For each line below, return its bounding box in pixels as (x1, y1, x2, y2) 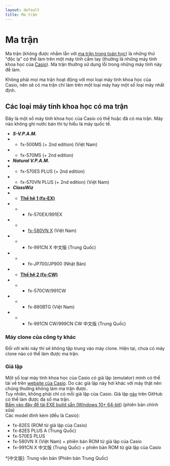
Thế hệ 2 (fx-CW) (20, 271, 58, 278)
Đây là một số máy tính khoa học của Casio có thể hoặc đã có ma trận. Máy (5, 115, 163, 122)
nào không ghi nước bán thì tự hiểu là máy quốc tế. (5, 121, 112, 127)
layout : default (5, 7, 40, 13)
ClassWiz (12, 184, 34, 190)
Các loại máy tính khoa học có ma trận (5, 102, 128, 110)
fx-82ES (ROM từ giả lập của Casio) (12, 422, 87, 428)
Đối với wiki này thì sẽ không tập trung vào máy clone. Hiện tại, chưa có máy (5, 345, 165, 351)
